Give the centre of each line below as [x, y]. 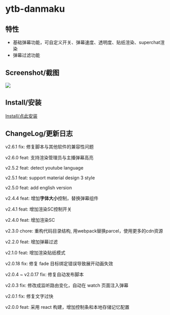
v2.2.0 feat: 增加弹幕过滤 [32, 242]
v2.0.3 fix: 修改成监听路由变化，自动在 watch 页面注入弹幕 [67, 285]
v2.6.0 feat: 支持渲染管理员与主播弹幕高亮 [50, 158]
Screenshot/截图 [32, 73]
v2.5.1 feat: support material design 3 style [50, 178]
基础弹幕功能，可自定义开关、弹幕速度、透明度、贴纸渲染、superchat [86, 42]
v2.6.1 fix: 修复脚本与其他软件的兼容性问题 [50, 147]
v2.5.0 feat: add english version [39, 188]
